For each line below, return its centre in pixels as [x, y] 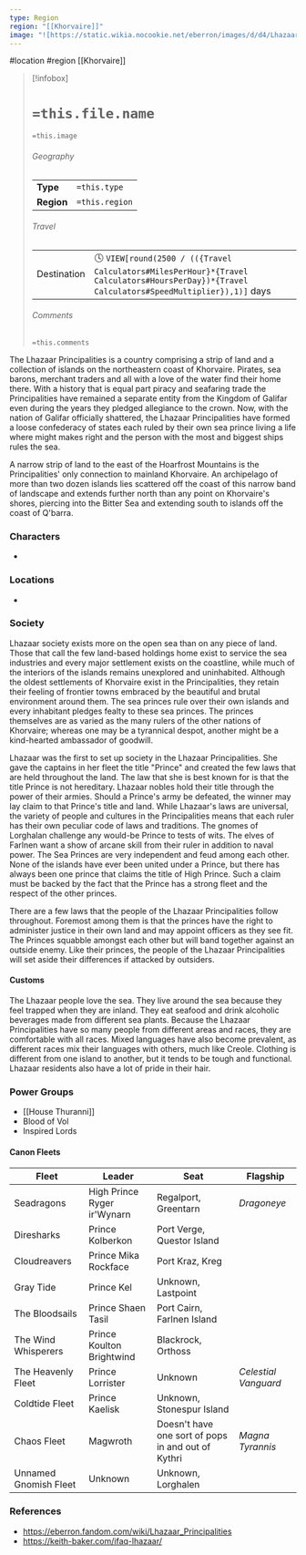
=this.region [105, 202]
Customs [27, 980]
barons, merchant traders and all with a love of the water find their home [145, 378]
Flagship [265, 1176]
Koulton [105, 1345]
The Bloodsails [46, 1313]
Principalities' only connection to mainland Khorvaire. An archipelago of [144, 474]
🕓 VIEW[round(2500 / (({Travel [163, 258]
